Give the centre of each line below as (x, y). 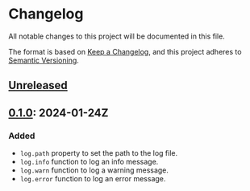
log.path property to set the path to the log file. (99, 153)
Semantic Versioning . (44, 60)
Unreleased (38, 85)
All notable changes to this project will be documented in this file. (117, 36)
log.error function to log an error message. (93, 179)
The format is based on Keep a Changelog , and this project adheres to (125, 51)
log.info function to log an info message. (89, 162)
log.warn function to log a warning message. (94, 170)
